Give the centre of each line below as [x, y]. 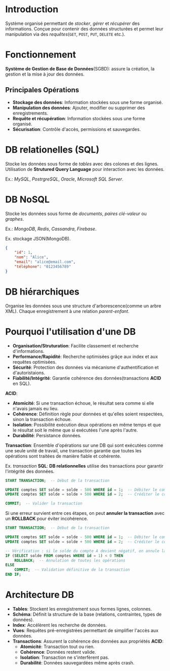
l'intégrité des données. [30, 471]
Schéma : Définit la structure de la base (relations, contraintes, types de [87, 614]
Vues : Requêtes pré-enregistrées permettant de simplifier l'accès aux [85, 630]
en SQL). [22, 383]
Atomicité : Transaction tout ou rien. [57, 647]
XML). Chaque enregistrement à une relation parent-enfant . [67, 311]
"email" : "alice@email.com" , [45, 262]
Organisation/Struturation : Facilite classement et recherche [76, 345]
